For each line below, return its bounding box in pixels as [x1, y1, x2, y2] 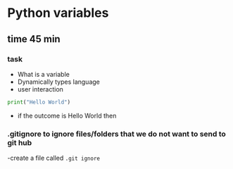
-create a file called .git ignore [7, 154, 101, 163]
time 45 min [7, 33, 61, 45]
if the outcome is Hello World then [17, 111, 117, 120]
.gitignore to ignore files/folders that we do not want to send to [7, 129, 227, 139]
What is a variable [17, 70, 70, 78]
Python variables [7, 5, 109, 21]
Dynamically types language [17, 77, 100, 86]
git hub [7, 137, 32, 147]
